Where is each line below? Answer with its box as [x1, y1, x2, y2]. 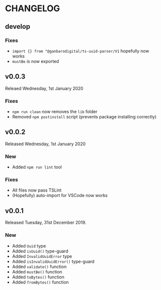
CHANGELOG [5, 3, 60, 14]
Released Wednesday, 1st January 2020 [5, 141, 86, 147]
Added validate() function [12, 264, 67, 270]
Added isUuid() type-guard [12, 248, 68, 254]
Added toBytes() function [12, 274, 65, 280]
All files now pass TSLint [12, 187, 62, 193]
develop [5, 22, 30, 31]
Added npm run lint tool [12, 164, 62, 170]
